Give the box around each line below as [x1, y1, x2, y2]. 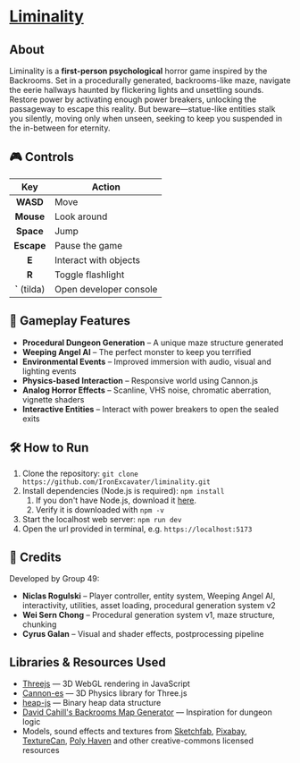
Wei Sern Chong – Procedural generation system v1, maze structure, [21, 610, 275, 621]
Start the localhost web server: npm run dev [21, 514, 182, 525]
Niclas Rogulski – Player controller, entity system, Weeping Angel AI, [21, 590, 276, 601]
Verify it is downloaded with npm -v [35, 504, 165, 515]
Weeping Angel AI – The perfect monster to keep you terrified [21, 346, 252, 357]
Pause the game [54, 239, 123, 251]
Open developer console [54, 283, 158, 295]
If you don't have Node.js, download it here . [35, 495, 197, 506]
